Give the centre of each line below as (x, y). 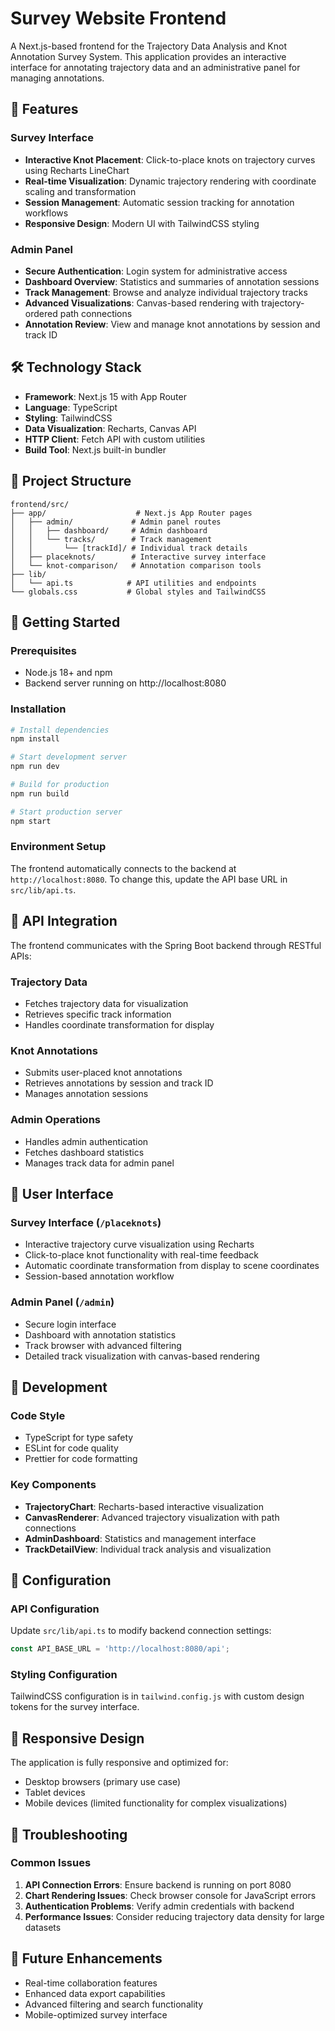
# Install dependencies (60, 730)
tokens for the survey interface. (75, 1707)
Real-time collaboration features (91, 1983)
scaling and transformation (80, 191)
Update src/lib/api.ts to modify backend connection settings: (141, 1631)
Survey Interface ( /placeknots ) (86, 1222)
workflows (46, 213)
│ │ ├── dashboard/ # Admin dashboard (109, 530)
